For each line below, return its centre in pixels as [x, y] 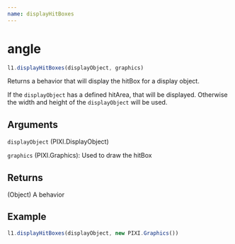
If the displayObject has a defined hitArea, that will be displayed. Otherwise [117, 95]
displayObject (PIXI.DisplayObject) [58, 141]
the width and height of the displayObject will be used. [87, 103]
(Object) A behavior [36, 194]
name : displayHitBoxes [41, 14]
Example [27, 217]
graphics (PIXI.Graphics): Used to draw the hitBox [80, 156]
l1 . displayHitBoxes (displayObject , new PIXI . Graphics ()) [93, 233]
